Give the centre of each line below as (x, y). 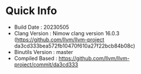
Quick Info (31, 11)
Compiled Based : (35, 58)
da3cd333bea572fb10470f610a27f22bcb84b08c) (75, 46)
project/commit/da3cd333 (46, 64)
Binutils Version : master (43, 52)
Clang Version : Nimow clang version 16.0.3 (67, 33)
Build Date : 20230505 (41, 27)
